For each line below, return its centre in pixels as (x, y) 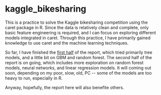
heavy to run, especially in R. (34, 78)
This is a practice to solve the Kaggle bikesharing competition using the (76, 22)
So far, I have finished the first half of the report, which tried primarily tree (79, 52)
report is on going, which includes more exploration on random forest (74, 63)
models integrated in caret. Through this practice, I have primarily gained (78, 38)
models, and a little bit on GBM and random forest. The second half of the (79, 57)
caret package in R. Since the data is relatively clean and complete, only (77, 27)
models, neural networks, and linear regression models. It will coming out (78, 68)
